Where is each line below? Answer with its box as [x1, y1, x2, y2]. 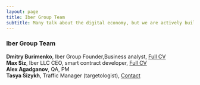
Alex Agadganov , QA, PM [6, 65, 70, 73]
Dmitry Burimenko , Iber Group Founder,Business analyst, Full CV [6, 53, 166, 60]
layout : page [6, 8, 39, 15]
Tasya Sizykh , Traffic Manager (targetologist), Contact [6, 72, 141, 79]
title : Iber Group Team [6, 14, 65, 20]
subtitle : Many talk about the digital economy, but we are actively [6, 20, 183, 26]
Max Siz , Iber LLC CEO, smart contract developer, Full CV [6, 59, 147, 66]
